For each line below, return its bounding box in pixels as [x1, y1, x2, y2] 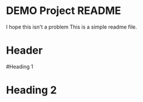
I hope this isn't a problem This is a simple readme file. [6, 23, 137, 30]
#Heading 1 [6, 63, 33, 70]
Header [6, 44, 43, 57]
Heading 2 [6, 83, 57, 97]
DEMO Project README [6, 4, 121, 17]
